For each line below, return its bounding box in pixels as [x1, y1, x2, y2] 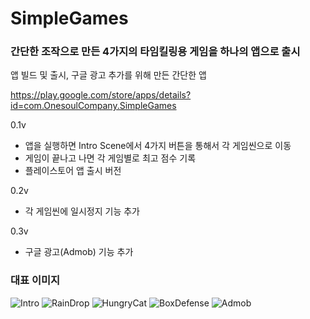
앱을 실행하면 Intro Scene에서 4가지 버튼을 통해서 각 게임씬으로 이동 [24, 140, 292, 152]
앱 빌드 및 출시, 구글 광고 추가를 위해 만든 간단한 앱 [10, 69, 207, 81]
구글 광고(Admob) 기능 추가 [24, 246, 134, 258]
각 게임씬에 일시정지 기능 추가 [24, 205, 140, 217]
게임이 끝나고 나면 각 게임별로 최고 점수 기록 [24, 152, 197, 164]
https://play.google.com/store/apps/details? [10, 89, 192, 101]
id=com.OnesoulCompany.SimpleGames [10, 100, 177, 112]
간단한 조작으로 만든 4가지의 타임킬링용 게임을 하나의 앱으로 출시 [10, 45, 301, 59]
